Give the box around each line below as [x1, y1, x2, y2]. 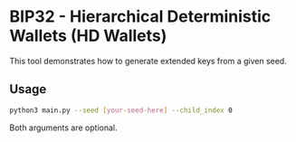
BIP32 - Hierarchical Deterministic [9, 6, 272, 27]
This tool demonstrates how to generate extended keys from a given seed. [9, 55, 287, 66]
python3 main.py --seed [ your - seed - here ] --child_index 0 [9, 106, 233, 115]
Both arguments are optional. [9, 122, 118, 133]
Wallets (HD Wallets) [9, 25, 167, 46]
